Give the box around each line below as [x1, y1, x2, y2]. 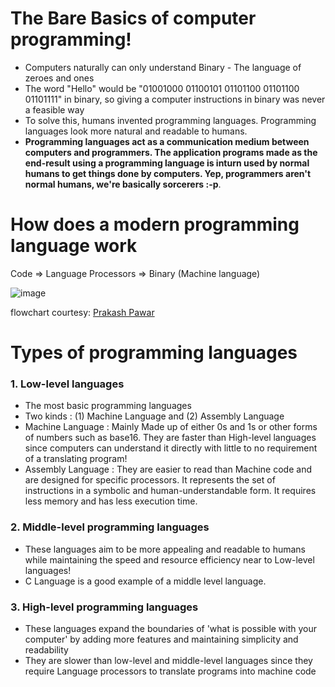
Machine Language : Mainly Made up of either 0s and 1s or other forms [24, 421, 318, 433]
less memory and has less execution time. [24, 495, 198, 507]
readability [24, 643, 69, 656]
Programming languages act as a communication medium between [24, 135, 310, 147]
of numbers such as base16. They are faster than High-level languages [24, 432, 317, 444]
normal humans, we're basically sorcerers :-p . [24, 178, 222, 190]
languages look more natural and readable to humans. [24, 125, 248, 137]
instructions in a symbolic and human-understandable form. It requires [24, 485, 317, 497]
